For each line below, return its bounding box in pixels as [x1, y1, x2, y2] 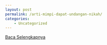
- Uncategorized [14, 21, 48, 26]
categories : [5, 16, 30, 21]
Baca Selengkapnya [5, 34, 46, 40]
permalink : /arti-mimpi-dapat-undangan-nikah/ [5, 12, 103, 17]
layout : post [5, 7, 32, 12]
